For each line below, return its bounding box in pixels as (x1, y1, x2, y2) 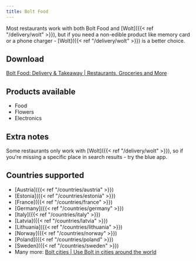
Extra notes (6, 131, 49, 141)
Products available (6, 86, 76, 97)
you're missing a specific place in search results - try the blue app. (6, 154, 168, 161)
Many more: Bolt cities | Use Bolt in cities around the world (14, 248, 157, 255)
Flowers (14, 109, 34, 116)
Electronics (14, 115, 42, 122)
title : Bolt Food (6, 8, 49, 15)
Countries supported (6, 171, 85, 181)
